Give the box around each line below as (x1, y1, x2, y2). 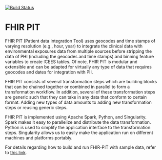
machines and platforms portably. (5, 135, 73, 140)
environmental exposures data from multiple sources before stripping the (5, 48, 152, 54)
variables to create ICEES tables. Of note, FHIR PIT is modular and (5, 59, 138, 65)
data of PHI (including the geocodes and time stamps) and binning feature (5, 53, 154, 59)
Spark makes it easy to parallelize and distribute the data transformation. (5, 119, 151, 125)
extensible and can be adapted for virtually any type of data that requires (5, 64, 152, 69)
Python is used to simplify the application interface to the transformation (5, 124, 151, 130)
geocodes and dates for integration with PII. (5, 69, 93, 75)
